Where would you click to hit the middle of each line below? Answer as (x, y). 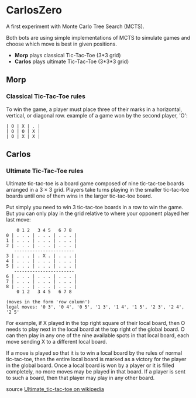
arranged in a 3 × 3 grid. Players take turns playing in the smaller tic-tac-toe (98, 190)
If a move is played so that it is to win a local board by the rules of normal (94, 353)
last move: (18, 220)
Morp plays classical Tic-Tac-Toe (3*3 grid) (68, 55)
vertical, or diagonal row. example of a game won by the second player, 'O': (97, 115)
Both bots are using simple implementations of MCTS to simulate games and (98, 37)
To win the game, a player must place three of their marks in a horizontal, (94, 109)
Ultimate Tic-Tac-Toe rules (45, 171)
